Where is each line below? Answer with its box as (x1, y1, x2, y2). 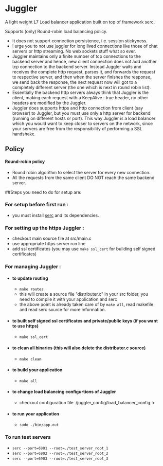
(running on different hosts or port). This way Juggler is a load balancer (12, 115, 156, 121)
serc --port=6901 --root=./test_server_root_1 (12, 446, 109, 450)
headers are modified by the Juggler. (12, 100, 87, 106)
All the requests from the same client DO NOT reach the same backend (12, 175, 155, 180)
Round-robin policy (5, 159, 45, 164)
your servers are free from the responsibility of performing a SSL (12, 125, 143, 131)
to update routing (12, 275, 48, 281)
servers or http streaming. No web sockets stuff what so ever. (12, 48, 136, 54)
